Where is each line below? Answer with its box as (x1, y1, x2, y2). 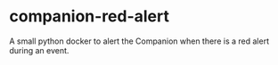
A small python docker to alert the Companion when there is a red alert (9, 36, 270, 46)
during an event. (9, 45, 69, 55)
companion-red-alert (9, 6, 169, 27)
